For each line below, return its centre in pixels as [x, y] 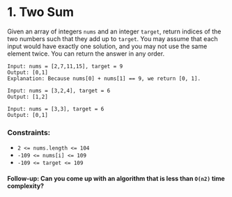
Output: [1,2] [28, 97]
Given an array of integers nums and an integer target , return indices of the [114, 31]
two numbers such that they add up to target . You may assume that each [113, 38]
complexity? [25, 186]
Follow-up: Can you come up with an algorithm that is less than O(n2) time [116, 178]
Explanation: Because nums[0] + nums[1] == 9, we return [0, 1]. [104, 78]
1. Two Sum [41, 12]
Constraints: [29, 132]
